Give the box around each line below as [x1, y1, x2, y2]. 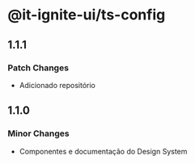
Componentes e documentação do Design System [19, 146, 188, 156]
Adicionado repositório [19, 80, 96, 90]
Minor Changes [7, 128, 70, 139]
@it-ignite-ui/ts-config [7, 6, 166, 24]
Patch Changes [7, 62, 70, 74]
